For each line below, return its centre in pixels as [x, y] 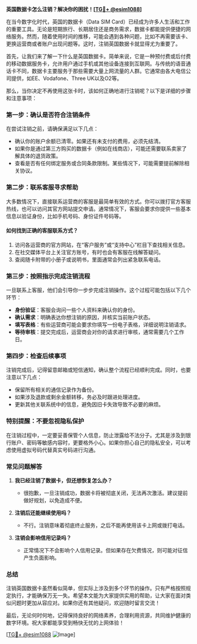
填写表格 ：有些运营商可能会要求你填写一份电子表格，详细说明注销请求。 [102, 325]
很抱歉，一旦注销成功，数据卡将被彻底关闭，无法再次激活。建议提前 [106, 493]
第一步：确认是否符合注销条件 [48, 115]
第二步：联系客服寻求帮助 [42, 188]
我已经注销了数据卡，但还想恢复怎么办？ [63, 480]
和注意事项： [21, 98]
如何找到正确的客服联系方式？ [42, 231]
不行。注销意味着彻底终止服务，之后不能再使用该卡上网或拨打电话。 [106, 525]
